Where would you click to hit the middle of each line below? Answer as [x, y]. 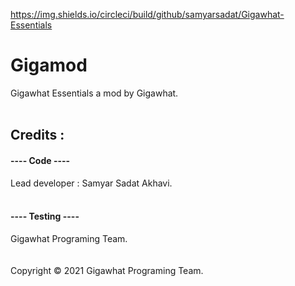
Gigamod [49, 65]
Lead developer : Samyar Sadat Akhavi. [91, 183]
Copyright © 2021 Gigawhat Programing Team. [107, 270]
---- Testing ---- [45, 216]
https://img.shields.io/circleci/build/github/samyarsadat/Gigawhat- [147, 14]
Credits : [37, 135]
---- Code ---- [40, 160]
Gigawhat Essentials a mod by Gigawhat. [94, 93]
